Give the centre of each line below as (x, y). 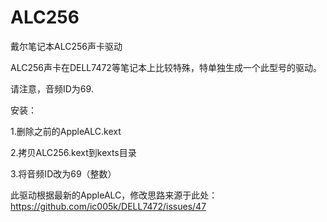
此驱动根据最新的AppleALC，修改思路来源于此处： (114, 195)
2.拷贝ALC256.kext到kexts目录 (73, 152)
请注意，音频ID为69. (52, 88)
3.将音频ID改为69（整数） (63, 173)
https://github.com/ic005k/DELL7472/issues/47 (108, 206)
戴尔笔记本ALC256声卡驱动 (66, 46)
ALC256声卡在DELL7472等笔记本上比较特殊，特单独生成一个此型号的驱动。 (166, 67)
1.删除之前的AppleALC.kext (66, 131)
